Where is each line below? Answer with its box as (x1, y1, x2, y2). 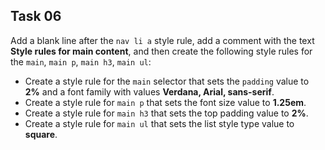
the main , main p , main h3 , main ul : (10, 55, 152, 68)
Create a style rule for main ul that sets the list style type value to (24, 117, 295, 129)
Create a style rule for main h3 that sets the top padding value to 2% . (24, 107, 309, 119)
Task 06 (10, 8, 62, 25)
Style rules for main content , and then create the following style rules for (10, 45, 313, 57)
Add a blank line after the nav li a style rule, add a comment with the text (10, 34, 315, 46)
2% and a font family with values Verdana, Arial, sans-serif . (24, 85, 275, 98)
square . (24, 128, 58, 140)
